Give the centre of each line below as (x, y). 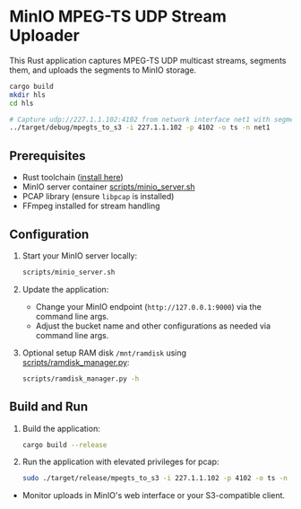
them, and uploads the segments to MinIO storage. (103, 70)
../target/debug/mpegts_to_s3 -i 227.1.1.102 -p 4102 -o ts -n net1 (140, 127)
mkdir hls (28, 95)
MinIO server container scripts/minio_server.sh (108, 187)
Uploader (45, 35)
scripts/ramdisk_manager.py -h (81, 379)
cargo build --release (64, 445)
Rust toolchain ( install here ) (73, 178)
